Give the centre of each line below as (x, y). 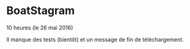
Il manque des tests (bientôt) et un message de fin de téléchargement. (95, 39)
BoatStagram (40, 11)
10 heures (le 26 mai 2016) (40, 28)
